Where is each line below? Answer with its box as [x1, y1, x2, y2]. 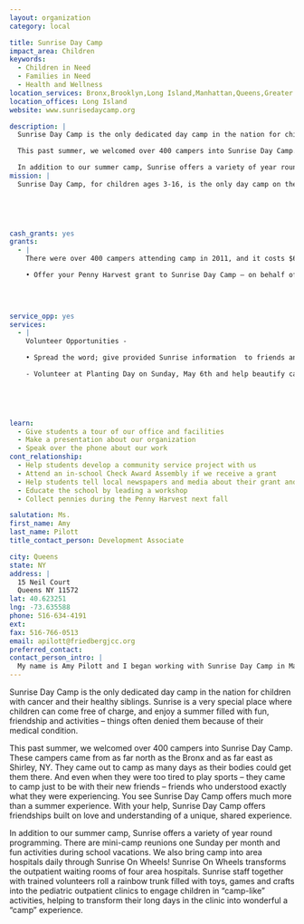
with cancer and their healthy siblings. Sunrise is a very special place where [9, 697, 292, 707]
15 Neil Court [17, 577, 71, 587]
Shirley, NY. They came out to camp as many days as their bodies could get [9, 762, 292, 773]
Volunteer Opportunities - [25, 337, 128, 346]
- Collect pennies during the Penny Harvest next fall [17, 495, 229, 504]
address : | [9, 569, 51, 578]
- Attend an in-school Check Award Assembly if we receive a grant [17, 468, 278, 478]
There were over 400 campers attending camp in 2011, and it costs [25, 255, 285, 264]
